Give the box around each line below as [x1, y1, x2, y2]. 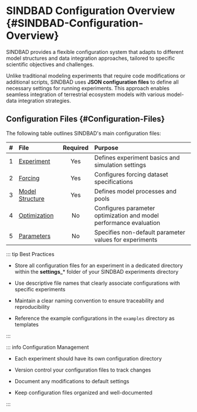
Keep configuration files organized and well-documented [14, 389, 152, 396]
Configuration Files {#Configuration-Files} [6, 114, 165, 124]
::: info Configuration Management [6, 343, 89, 350]
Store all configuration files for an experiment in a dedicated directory [14, 262, 183, 269]
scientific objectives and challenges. [6, 60, 94, 68]
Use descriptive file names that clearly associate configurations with [14, 280, 181, 287]
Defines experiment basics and [94, 154, 180, 162]
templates [14, 321, 39, 328]
